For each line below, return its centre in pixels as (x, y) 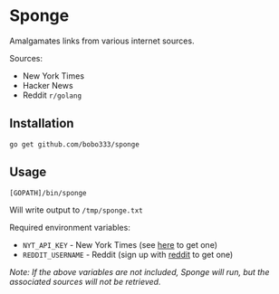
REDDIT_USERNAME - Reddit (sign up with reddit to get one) (128, 254)
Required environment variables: (70, 227)
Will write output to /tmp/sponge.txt (76, 210)
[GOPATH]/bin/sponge (48, 193)
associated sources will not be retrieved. (85, 281)
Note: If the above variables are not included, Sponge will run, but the (139, 271)
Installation (42, 123)
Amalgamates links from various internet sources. (102, 41)
